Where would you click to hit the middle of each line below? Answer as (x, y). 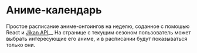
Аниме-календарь (54, 10)
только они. (21, 45)
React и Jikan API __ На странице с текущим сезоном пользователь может (98, 32)
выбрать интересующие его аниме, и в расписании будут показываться (97, 38)
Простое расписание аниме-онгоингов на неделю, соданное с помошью (98, 26)
